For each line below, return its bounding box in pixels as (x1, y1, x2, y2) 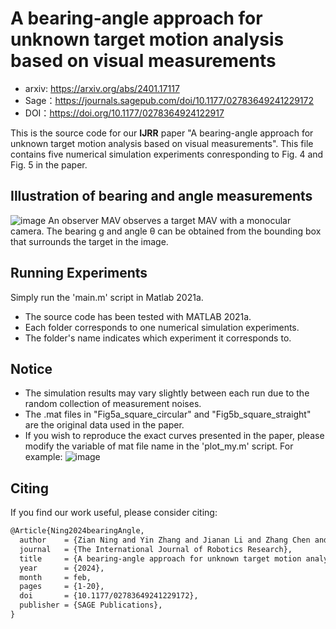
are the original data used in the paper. (24, 419, 185, 431)
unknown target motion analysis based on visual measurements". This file (10, 137, 314, 149)
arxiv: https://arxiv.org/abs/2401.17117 (24, 82, 180, 94)
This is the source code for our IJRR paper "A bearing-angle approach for (10, 127, 314, 139)
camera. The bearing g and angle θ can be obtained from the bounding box (10, 225, 322, 237)
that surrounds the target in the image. (10, 235, 169, 247)
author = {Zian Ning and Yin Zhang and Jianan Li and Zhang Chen (19, 535, 311, 546)
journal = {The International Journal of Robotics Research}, (19, 544, 293, 554)
